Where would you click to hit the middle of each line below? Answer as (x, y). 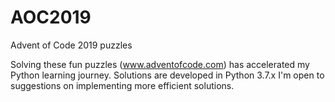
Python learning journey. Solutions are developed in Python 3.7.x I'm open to (167, 75)
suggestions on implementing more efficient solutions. (122, 85)
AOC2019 (51, 17)
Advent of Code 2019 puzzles (71, 45)
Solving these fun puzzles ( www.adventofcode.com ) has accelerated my (160, 64)
